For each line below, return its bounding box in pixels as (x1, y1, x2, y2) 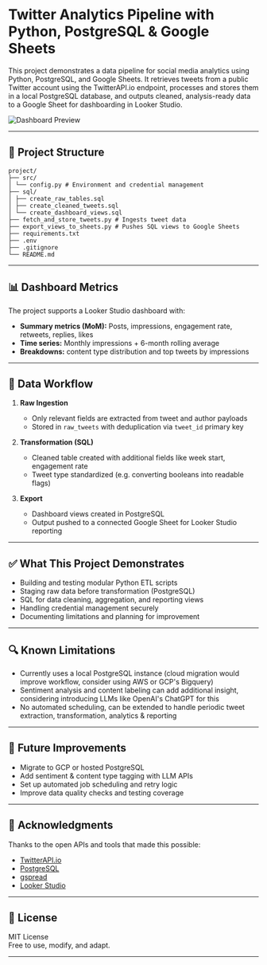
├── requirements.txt (8, 229, 80, 237)
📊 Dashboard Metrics (8, 280, 119, 294)
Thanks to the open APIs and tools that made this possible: (8, 839, 201, 849)
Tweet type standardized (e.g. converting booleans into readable (31, 470, 244, 480)
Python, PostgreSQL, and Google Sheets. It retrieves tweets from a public (8, 74, 249, 84)
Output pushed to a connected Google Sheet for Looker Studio (31, 518, 237, 528)
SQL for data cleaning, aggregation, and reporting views (19, 595, 204, 605)
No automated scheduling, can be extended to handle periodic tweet (19, 703, 245, 712)
